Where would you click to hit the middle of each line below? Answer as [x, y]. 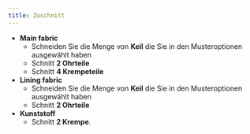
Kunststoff [37, 113]
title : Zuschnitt [37, 15]
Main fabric [39, 38]
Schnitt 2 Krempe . [61, 121]
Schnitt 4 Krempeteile [67, 71]
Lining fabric [41, 80]
